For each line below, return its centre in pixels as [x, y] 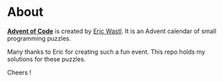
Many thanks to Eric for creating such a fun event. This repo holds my [106, 52]
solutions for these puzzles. [47, 59]
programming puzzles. [39, 38]
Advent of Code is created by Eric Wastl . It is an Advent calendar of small [112, 31]
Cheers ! [19, 72]
